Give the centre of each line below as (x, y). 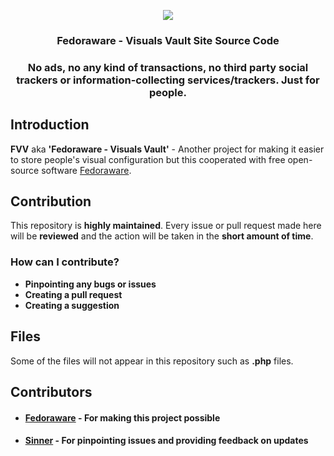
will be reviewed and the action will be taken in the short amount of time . (162, 236)
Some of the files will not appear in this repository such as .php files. (152, 361)
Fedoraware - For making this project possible (122, 417)
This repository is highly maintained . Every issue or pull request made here (166, 226)
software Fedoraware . (86, 170)
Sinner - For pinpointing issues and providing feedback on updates (166, 441)
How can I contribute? (65, 262)
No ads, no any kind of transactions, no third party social (168, 67)
